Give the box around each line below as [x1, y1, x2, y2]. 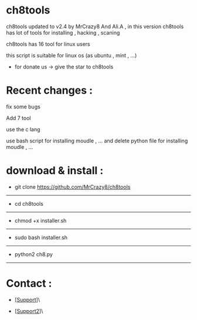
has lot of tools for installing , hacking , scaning [6, 29, 120, 36]
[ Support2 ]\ [14, 307, 43, 314]
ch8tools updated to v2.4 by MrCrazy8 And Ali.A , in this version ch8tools [6, 23, 184, 30]
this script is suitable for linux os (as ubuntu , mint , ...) [6, 52, 137, 59]
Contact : [6, 277, 52, 290]
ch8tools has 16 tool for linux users [6, 40, 91, 47]
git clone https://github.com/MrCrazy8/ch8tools [14, 183, 131, 190]
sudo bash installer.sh [14, 234, 68, 241]
